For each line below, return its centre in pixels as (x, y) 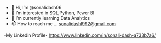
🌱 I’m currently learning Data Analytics (50, 18)
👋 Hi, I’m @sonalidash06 (36, 8)
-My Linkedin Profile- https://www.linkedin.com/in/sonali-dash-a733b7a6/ (80, 35)
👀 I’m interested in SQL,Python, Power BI (53, 13)
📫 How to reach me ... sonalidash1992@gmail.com (63, 24)
